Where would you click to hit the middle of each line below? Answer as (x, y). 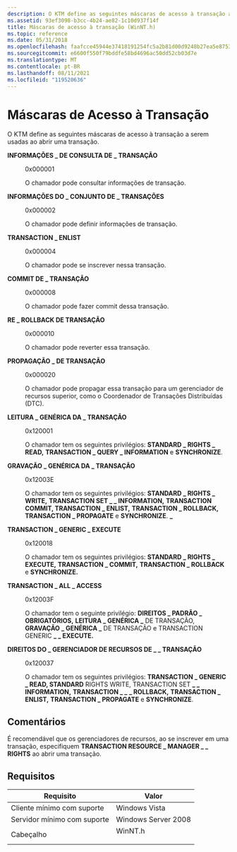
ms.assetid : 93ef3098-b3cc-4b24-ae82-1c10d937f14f (83, 21)
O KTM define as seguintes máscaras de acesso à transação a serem (108, 134)
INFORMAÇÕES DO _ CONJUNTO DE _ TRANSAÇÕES (86, 197)
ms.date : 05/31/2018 (38, 40)
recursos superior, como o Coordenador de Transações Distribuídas (124, 396)
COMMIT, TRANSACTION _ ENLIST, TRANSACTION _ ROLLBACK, (122, 508)
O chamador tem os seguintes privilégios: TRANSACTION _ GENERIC (126, 677)
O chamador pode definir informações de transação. (101, 224)
